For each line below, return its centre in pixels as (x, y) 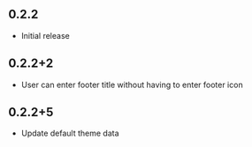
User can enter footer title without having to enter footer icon (132, 85)
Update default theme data (70, 133)
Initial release (45, 35)
